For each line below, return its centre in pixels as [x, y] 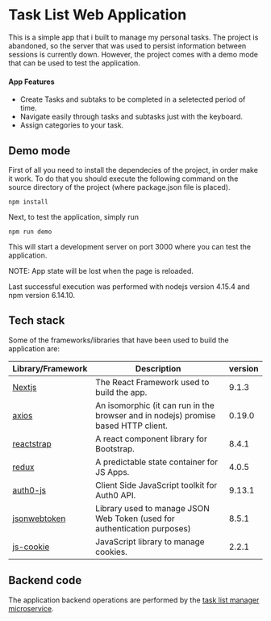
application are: [34, 348]
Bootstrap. [115, 448]
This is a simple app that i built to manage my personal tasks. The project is [133, 37]
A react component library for [151, 438]
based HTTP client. [131, 426]
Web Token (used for [135, 518]
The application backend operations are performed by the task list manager [134, 600]
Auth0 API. [116, 495]
